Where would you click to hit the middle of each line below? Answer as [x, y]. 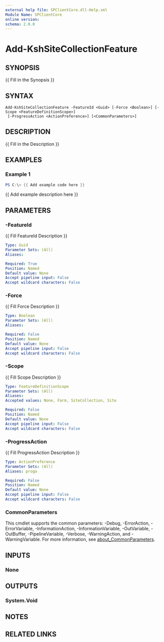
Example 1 [18, 174]
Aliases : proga [21, 471]
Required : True [21, 264]
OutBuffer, [16, 534]
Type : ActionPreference [30, 462]
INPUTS [18, 555]
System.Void [22, 600]
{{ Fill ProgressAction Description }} [43, 452]
